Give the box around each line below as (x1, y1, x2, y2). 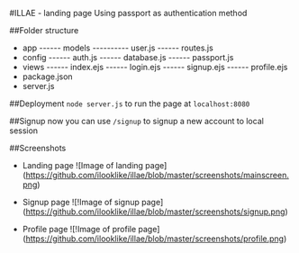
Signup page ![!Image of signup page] (22, 197, 164, 207)
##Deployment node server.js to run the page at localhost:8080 (9, 98, 250, 109)
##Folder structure (9, 25, 79, 35)
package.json (22, 71, 74, 82)
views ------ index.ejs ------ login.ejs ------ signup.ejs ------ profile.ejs (22, 62, 288, 72)
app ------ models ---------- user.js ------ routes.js (22, 42, 213, 53)
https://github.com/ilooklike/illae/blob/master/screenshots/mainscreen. (25, 170, 290, 180)
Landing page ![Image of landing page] (22, 160, 168, 170)
